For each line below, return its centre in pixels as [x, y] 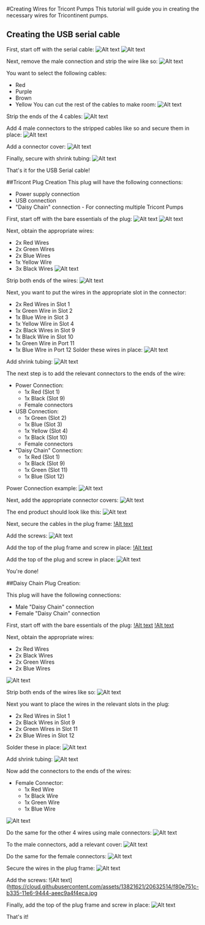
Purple [24, 91]
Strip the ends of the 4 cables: [45, 116]
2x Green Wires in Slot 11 [46, 728]
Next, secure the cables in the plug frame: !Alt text [70, 523]
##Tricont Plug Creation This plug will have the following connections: [95, 182]
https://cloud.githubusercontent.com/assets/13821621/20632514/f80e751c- [103, 886]
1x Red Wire [39, 789]
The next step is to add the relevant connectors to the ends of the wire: [96, 373]
